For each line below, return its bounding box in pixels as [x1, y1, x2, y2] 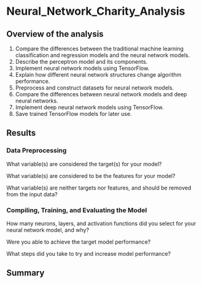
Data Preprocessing [6, 146, 67, 155]
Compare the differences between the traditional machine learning [15, 45, 184, 52]
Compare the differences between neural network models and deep [15, 91, 187, 98]
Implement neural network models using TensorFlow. [15, 64, 150, 72]
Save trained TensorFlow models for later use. [15, 110, 132, 117]
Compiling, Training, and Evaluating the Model [6, 205, 147, 214]
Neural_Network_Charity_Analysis [6, 4, 185, 18]
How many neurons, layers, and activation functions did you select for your [6, 220, 196, 227]
